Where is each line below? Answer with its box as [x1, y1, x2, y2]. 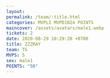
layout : [6, 8, 25, 15]
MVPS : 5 [6, 52, 25, 58]
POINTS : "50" [6, 63, 38, 69]
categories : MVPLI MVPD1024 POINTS [6, 19, 94, 25]
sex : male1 [6, 57, 33, 63]
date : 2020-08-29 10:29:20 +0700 [6, 36, 89, 42]
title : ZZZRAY [6, 42, 41, 48]
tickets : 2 [6, 30, 33, 36]
